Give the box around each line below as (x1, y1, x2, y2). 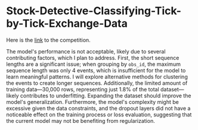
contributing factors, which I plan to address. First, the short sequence (6, 54, 180, 61)
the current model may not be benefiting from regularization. (6, 117, 155, 124)
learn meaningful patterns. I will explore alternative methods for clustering (6, 73, 188, 80)
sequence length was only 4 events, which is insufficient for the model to (6, 66, 186, 74)
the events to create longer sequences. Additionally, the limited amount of (6, 79, 188, 87)
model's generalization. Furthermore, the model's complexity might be (6, 98, 179, 105)
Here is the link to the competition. (6, 36, 91, 43)
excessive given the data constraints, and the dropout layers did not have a (6, 104, 191, 112)
